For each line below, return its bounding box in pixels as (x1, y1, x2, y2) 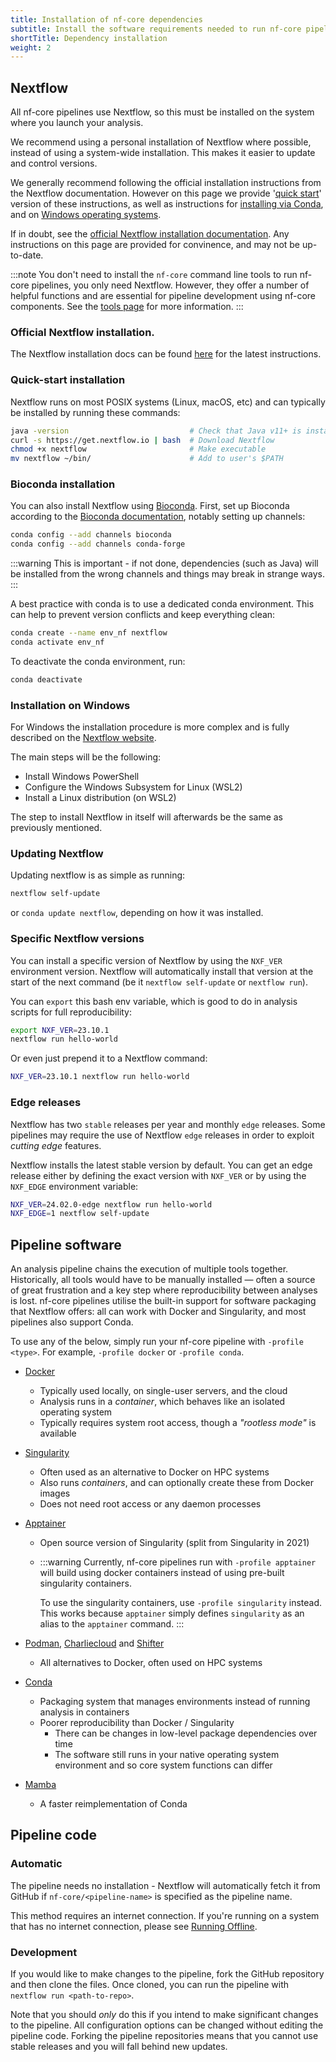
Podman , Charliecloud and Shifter (24, 1637, 165, 1650)
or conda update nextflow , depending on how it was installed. (10, 907, 264, 919)
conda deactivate (10, 674, 83, 685)
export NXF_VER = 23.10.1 (10, 1025, 110, 1035)
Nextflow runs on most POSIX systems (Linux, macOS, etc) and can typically (10, 396, 326, 408)
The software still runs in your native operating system (54, 1749, 280, 1761)
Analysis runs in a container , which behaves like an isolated (39, 1396, 286, 1408)
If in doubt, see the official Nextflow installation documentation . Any (10, 228, 290, 240)
